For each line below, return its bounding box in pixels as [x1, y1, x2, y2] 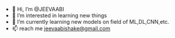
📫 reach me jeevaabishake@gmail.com [11, 25, 111, 32]
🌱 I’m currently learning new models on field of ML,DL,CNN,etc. [11, 18, 170, 25]
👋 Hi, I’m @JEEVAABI [11, 6, 64, 12]
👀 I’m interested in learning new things [11, 12, 107, 19]
